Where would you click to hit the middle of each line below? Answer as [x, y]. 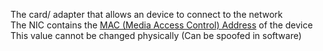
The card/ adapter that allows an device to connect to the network [146, 14]
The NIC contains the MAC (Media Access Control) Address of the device [161, 25]
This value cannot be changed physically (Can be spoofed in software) [156, 35]
